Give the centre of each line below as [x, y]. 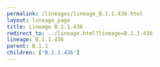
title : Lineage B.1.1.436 [45, 27]
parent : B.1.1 [28, 46]
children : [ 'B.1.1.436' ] [43, 53]
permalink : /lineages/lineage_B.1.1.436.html [75, 14]
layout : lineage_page [39, 20]
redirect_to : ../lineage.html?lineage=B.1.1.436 [80, 33]
